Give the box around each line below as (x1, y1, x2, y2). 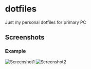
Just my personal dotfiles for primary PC (5, 19, 87, 25)
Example (5, 48, 26, 55)
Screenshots (5, 33, 45, 41)
